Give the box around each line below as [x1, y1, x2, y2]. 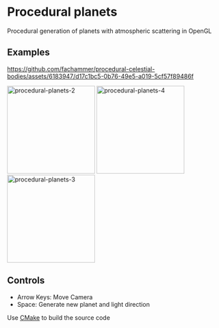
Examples [7, 47, 50, 58]
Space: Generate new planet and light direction [16, 300, 151, 308]
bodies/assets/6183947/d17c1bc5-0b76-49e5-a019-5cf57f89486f [7, 72, 194, 80]
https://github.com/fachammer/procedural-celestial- [7, 64, 155, 73]
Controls [7, 275, 45, 286]
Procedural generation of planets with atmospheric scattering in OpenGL [7, 27, 212, 35]
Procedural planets [7, 4, 118, 20]
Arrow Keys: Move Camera [16, 292, 93, 301]
